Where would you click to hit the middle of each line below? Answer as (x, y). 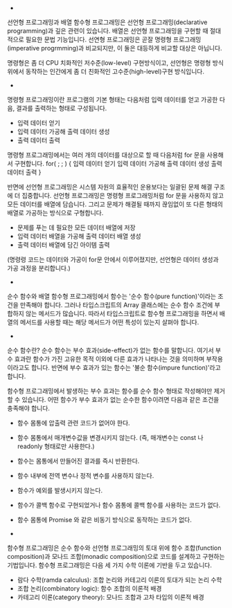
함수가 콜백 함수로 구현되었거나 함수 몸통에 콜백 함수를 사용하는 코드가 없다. (119, 505)
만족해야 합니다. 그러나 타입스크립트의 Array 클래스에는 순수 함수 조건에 (116, 305)
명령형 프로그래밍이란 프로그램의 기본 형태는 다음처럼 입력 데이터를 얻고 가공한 (113, 100)
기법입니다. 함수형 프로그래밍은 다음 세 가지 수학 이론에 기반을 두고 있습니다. (110, 565)
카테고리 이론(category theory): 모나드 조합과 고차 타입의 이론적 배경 (110, 597)
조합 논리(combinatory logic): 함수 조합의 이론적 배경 (89, 588)
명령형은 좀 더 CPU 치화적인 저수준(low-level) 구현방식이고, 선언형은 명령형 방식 (115, 63)
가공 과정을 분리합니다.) (39, 268)
